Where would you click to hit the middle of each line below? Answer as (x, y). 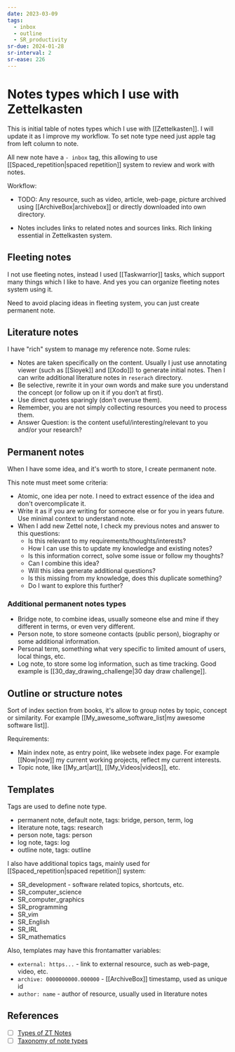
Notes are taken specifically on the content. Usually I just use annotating (122, 363)
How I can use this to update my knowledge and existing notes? (120, 548)
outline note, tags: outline (54, 850)
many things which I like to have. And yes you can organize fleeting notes (113, 282)
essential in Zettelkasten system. (65, 235)
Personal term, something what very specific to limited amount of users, (122, 649)
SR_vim (28, 914)
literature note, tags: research (60, 828)
